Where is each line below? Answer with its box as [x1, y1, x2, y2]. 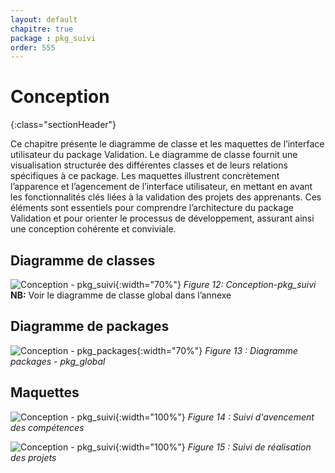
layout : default [10, 14, 78, 25]
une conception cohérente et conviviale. [10, 223, 177, 235]
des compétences [10, 421, 85, 433]
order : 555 [10, 42, 56, 53]
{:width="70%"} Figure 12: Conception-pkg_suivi [114, 279, 317, 290]
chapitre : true [10, 24, 74, 34]
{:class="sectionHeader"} [10, 119, 117, 131]
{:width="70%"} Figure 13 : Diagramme [136, 344, 298, 356]
